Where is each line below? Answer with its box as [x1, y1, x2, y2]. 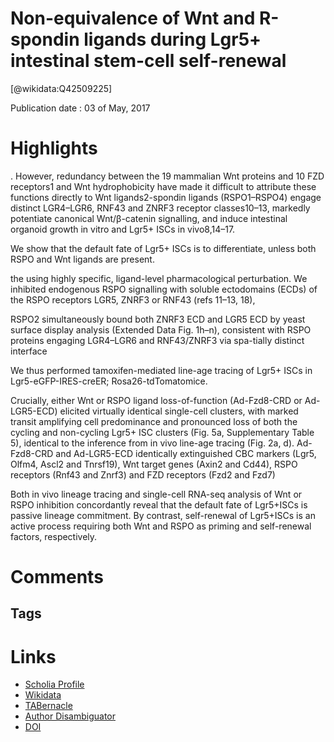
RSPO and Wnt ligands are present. [10, 253, 155, 265]
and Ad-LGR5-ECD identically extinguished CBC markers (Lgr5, [55, 447, 317, 459]
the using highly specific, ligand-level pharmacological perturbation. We [10, 272, 308, 284]
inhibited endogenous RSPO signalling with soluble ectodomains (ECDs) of [10, 283, 318, 295]
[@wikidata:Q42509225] [10, 82, 113, 94]
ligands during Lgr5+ [83, 28, 262, 51]
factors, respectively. [10, 530, 98, 542]
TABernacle [24, 700, 73, 712]
